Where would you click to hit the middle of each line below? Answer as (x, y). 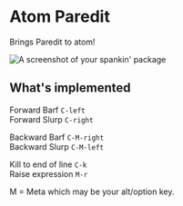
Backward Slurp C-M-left (57, 146)
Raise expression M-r (49, 173)
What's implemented (70, 88)
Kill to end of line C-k (48, 164)
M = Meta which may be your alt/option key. (92, 191)
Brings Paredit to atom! (52, 42)
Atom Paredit (60, 17)
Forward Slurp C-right (51, 119)
